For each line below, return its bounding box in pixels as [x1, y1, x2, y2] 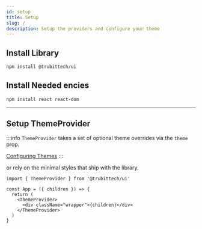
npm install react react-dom [6, 96, 79, 102]
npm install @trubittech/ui [6, 64, 77, 70]
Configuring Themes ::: [6, 153, 64, 160]
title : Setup [6, 14, 39, 20]
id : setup [6, 8, 31, 15]
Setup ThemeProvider [6, 118, 91, 129]
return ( [11, 192, 34, 198]
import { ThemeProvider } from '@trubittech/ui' [6, 176, 130, 182]
